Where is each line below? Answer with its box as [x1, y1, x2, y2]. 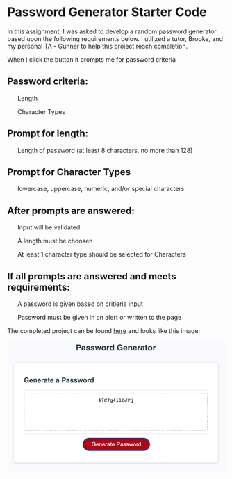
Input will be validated [17, 223, 81, 232]
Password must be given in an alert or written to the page [17, 314, 182, 321]
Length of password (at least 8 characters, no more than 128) [17, 146, 193, 154]
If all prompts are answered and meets [7, 270, 177, 282]
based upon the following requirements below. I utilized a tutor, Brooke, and [7, 34, 224, 42]
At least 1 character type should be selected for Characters [17, 250, 186, 259]
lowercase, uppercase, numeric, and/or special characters [17, 185, 185, 193]
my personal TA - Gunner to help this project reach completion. [7, 42, 188, 50]
